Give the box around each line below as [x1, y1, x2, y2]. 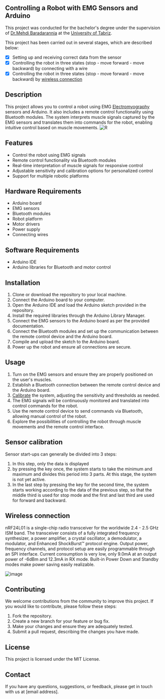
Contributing [5, 585, 45, 594]
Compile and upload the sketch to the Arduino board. [12, 339, 120, 345]
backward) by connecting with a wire [12, 65, 88, 71]
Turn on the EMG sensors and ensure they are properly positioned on [12, 371, 153, 377]
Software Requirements [5, 246, 80, 254]
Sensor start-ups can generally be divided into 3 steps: [5, 451, 117, 457]
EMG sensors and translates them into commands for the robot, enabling [5, 119, 153, 125]
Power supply [12, 226, 40, 232]
